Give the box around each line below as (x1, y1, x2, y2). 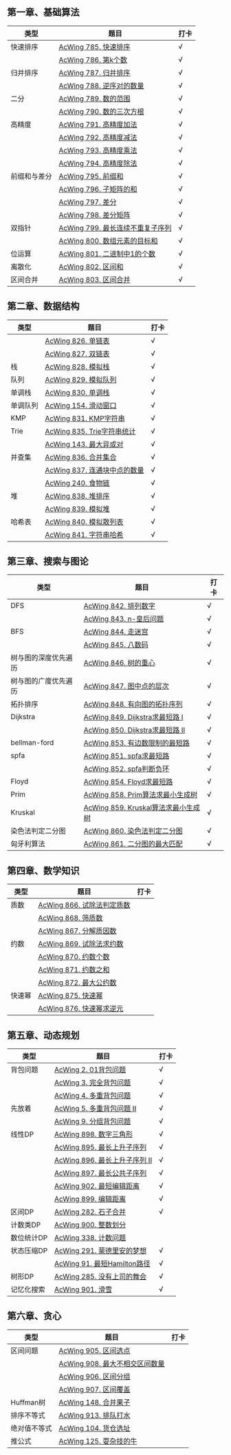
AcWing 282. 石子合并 (54, 1207, 126, 1217)
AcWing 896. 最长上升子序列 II (54, 1156, 153, 1165)
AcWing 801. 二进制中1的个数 (58, 249, 156, 259)
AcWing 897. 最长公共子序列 (54, 1168, 147, 1178)
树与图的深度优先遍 (10, 653, 74, 663)
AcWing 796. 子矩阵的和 (58, 184, 137, 194)
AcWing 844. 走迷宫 (83, 627, 149, 636)
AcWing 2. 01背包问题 (54, 1065, 126, 1074)
